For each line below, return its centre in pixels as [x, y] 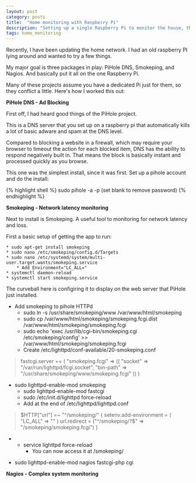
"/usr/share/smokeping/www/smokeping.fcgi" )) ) [80, 374]
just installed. [22, 295]
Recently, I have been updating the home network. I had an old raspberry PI [97, 50]
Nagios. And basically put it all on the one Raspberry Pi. [73, 74]
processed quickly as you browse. [47, 161]
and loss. [17, 225]
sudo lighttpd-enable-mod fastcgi [64, 391]
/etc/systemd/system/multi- [71, 258]
